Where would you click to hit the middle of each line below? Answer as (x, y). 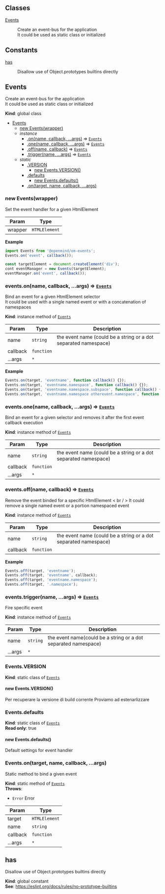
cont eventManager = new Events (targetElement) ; (56, 269)
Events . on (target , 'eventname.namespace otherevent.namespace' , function (82, 394)
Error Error (24, 798)
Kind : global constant (27, 881)
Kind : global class (23, 114)
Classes (18, 8)
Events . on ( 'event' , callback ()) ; (39, 255)
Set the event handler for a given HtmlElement (52, 209)
